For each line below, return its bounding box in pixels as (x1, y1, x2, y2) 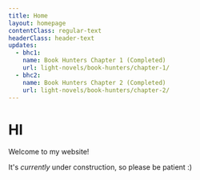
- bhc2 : (15, 71, 42, 79)
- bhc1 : (15, 49, 42, 57)
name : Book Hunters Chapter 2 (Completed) (22, 78, 166, 86)
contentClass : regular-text (8, 26, 102, 34)
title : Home (8, 11, 48, 20)
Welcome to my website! (8, 147, 90, 157)
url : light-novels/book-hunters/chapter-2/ (22, 86, 170, 94)
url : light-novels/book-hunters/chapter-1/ (22, 64, 170, 72)
